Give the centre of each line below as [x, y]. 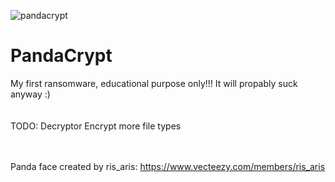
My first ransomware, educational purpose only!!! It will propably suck [154, 83]
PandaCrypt [61, 56]
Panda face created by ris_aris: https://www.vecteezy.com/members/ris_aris [168, 166]
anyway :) [30, 94]
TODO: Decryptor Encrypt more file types [96, 126]
